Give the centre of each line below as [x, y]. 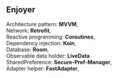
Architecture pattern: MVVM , [42, 24]
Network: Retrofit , [29, 30]
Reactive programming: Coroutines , [51, 37]
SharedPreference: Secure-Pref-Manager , [59, 62]
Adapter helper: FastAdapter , [43, 68]
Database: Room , [28, 49]
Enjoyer [21, 10]
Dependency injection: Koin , [41, 43]
